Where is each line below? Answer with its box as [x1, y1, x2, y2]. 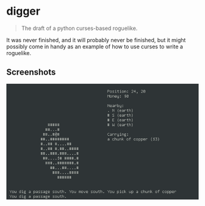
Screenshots [6, 67, 56, 78]
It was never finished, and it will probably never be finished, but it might [6, 36, 186, 43]
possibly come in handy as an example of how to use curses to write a [6, 43, 183, 50]
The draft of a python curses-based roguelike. [21, 24, 138, 32]
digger [6, 4, 41, 18]
